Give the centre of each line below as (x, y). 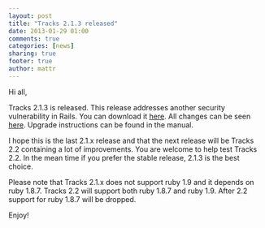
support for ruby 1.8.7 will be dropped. (72, 199)
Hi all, (18, 92)
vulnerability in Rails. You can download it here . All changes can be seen (130, 116)
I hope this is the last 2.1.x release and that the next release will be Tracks (131, 140)
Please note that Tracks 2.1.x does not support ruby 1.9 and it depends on (131, 182)
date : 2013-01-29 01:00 (49, 31)
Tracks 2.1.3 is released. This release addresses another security (117, 107)
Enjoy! (19, 215)
